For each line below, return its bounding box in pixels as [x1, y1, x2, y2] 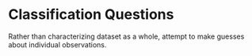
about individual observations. [8, 39, 107, 49]
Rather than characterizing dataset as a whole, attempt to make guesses [8, 32, 245, 41]
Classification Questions [8, 6, 174, 24]
